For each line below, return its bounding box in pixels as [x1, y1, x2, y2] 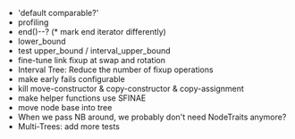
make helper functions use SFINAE [17, 93, 147, 103]
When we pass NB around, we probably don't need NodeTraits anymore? [17, 111, 287, 122]
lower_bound [17, 36, 66, 46]
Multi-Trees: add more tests [17, 121, 121, 132]
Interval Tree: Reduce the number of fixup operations [17, 64, 214, 75]
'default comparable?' [17, 8, 99, 18]
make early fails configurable [17, 74, 125, 84]
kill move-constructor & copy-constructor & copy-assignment [17, 84, 244, 94]
